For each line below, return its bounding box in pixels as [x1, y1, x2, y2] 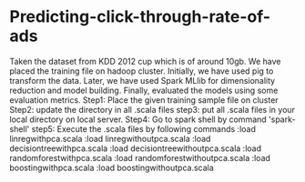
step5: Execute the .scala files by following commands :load [31, 123, 257, 134]
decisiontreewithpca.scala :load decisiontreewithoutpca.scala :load [9, 143, 262, 154]
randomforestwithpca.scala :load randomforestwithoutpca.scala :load [9, 152, 271, 163]
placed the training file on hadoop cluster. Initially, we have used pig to [9, 66, 274, 76]
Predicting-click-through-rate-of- [9, 6, 271, 27]
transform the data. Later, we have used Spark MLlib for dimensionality [9, 75, 276, 86]
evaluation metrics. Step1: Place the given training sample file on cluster [9, 94, 280, 106]
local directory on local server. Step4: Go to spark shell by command [9, 114, 267, 125]
